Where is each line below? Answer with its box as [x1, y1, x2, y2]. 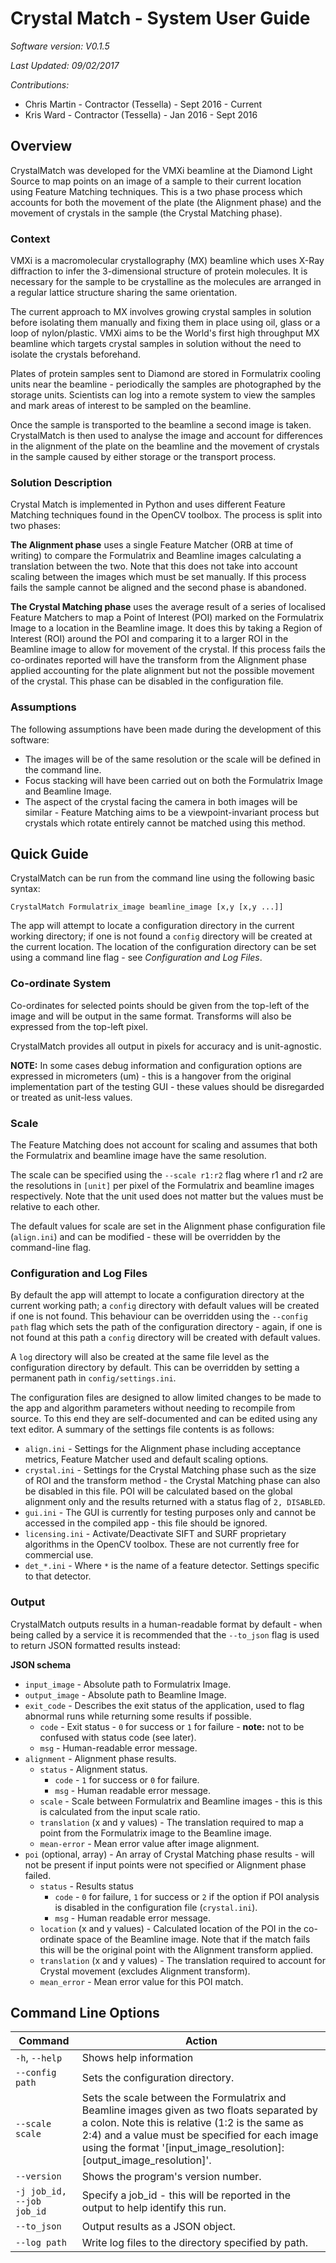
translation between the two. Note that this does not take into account [10, 560, 298, 572]
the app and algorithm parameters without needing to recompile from [10, 1402, 296, 1414]
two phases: [10, 520, 62, 532]
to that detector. [24, 1570, 92, 1582]
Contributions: [10, 78, 70, 91]
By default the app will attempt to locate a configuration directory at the [10, 1289, 305, 1301]
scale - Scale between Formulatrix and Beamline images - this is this [39, 1795, 323, 1807]
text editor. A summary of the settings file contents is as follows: [10, 1423, 275, 1436]
